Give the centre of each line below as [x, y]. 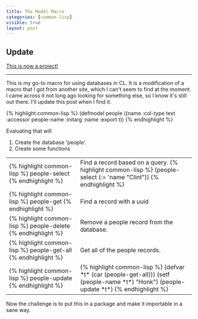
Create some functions [42, 149]
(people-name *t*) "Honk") [119, 282]
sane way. [19, 310]
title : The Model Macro [35, 11]
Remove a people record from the [126, 222]
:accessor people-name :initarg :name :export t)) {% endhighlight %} [90, 120]
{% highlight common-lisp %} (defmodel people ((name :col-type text [91, 113]
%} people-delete [45, 226]
